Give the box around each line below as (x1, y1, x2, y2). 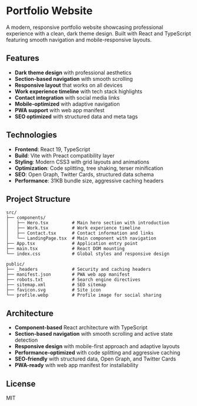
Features (6, 53, 39, 63)
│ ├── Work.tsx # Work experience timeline (6, 225, 141, 231)
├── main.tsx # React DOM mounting (6, 246, 125, 252)
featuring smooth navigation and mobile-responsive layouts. (6, 36, 152, 43)
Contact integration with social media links (14, 94, 120, 101)
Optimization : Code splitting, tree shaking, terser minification (14, 164, 163, 172)
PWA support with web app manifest (14, 106, 105, 113)
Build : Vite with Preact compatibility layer (14, 152, 115, 159)
